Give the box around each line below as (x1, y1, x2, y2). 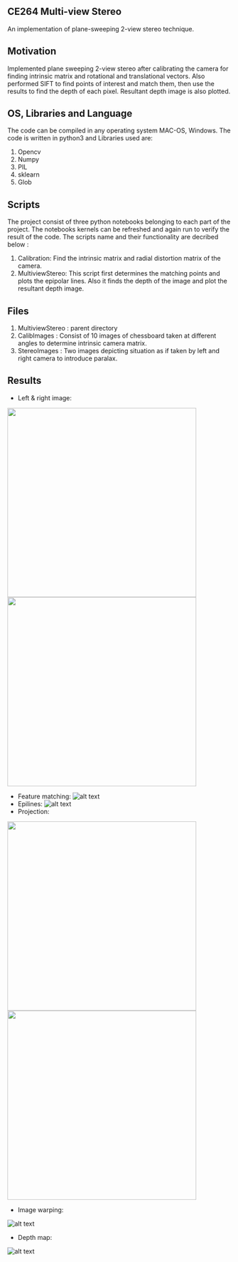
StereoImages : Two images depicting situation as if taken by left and (17, 347, 220, 355)
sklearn (17, 170, 40, 179)
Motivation (7, 46, 57, 58)
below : (7, 240, 29, 249)
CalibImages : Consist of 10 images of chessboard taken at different (17, 331, 217, 340)
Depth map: (17, 1233, 53, 1241)
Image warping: (17, 1205, 64, 1214)
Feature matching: (17, 792, 71, 801)
